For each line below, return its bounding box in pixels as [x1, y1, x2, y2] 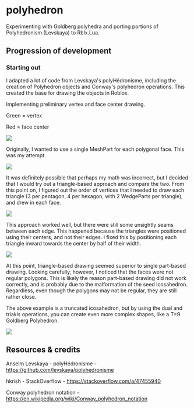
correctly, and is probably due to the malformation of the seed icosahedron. [6, 281, 188, 288]
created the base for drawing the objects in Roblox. [6, 89, 129, 96]
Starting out [6, 64, 41, 72]
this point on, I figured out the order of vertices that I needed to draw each [6, 186, 185, 193]
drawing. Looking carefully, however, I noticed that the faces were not [6, 268, 174, 275]
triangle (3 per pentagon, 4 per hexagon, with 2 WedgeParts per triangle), [6, 192, 184, 199]
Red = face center [6, 123, 50, 130]
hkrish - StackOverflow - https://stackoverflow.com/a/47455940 [6, 378, 161, 385]
